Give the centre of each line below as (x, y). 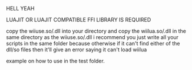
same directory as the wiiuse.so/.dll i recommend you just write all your (92, 37)
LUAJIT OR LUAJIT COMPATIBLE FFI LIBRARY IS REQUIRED (79, 20)
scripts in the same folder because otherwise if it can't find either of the (93, 43)
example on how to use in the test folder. (55, 61)
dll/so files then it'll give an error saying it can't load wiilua (77, 50)
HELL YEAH (20, 8)
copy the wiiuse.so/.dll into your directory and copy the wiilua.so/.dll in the (96, 31)
